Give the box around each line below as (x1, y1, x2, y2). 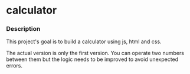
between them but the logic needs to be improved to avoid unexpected (6, 56, 179, 63)
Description (6, 25, 41, 33)
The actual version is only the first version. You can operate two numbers (6, 50, 185, 57)
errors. (6, 62, 22, 69)
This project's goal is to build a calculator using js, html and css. (6, 38, 162, 45)
